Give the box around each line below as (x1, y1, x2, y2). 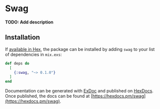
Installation (5, 33, 40, 42)
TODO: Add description (5, 19, 54, 25)
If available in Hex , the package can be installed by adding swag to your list (5, 46, 155, 52)
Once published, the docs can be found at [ (5, 93, 93, 99)
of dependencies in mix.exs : (5, 51, 62, 57)
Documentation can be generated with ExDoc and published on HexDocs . (5, 88, 154, 94)
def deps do (5, 61, 29, 66)
